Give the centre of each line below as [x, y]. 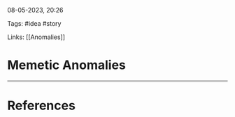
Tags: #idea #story [34, 23]
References [41, 106]
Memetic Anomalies [66, 65]
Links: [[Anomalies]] [36, 37]
